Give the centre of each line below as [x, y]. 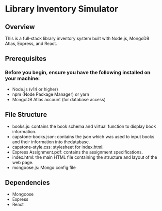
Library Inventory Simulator [62, 9]
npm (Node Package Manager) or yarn [51, 94]
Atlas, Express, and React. [31, 44]
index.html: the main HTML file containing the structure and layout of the [85, 157]
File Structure [26, 115]
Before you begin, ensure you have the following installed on [78, 73]
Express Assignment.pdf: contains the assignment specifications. [77, 152]
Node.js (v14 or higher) [35, 89]
